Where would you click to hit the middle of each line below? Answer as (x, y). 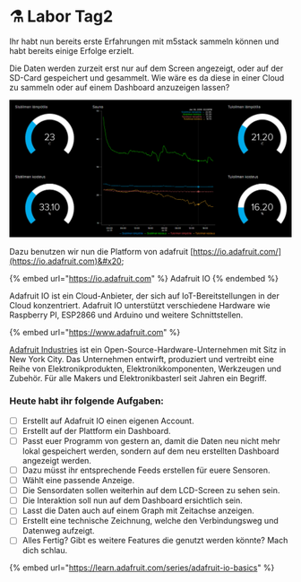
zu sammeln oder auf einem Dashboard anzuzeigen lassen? (120, 87)
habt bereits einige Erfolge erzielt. (72, 50)
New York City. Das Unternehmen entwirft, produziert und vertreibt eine (142, 359)
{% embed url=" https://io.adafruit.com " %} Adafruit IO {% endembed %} (144, 278)
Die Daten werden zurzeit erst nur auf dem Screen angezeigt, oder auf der (146, 68)
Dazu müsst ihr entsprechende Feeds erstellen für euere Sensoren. (146, 470)
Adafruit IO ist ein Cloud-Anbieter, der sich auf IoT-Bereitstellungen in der (144, 295)
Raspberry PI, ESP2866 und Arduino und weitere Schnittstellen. (126, 315)
